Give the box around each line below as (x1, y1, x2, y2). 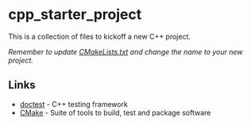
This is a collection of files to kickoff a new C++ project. (8, 32, 191, 41)
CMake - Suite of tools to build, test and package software (19, 108, 211, 117)
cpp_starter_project (8, 6, 142, 24)
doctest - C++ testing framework (19, 99, 129, 108)
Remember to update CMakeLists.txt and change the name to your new (8, 47, 244, 56)
